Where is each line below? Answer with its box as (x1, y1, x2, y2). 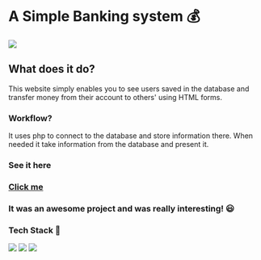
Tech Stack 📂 (8, 224, 61, 236)
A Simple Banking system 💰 (8, 7, 200, 26)
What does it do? (8, 62, 95, 76)
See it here (8, 159, 52, 170)
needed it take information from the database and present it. (8, 140, 209, 149)
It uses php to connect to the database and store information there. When (8, 131, 253, 140)
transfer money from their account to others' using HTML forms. (8, 92, 223, 102)
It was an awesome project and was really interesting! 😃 (8, 203, 235, 214)
